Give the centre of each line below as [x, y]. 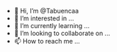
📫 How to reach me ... [47, 41]
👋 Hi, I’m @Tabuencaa [46, 11]
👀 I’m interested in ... [44, 18]
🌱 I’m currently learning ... [52, 26]
